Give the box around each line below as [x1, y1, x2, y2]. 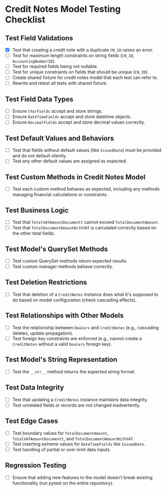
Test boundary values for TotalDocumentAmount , [12, 430, 109, 436]
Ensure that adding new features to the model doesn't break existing [12, 474, 153, 480]
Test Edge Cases [5, 417, 58, 425]
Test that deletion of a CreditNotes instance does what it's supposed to [12, 291, 159, 297]
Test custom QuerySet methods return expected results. [12, 258, 128, 264]
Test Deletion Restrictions [5, 278, 87, 286]
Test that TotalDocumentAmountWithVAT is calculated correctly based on [12, 225, 157, 231]
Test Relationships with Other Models [5, 311, 124, 320]
